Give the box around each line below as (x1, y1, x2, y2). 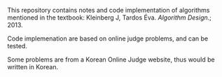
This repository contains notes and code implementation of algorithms (7, 6, 210, 14)
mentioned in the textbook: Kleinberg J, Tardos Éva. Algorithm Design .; (7, 13, 212, 22)
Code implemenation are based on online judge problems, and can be (7, 34, 209, 43)
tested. (7, 42, 28, 50)
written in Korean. (7, 63, 58, 71)
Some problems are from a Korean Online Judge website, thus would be (7, 55, 215, 64)
